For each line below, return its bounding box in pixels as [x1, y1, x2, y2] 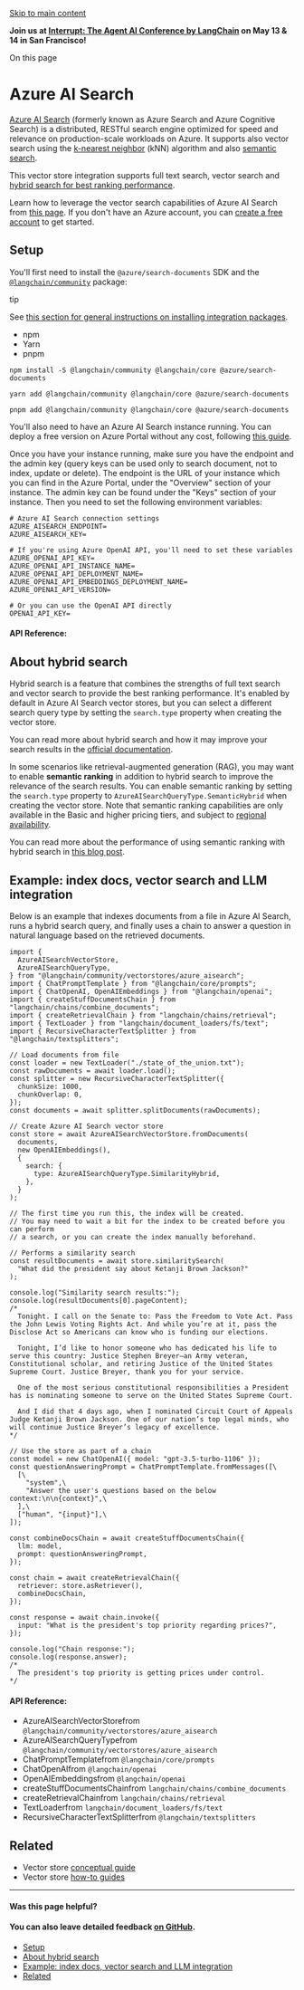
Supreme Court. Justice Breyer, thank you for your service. [9, 1367, 245, 1376]
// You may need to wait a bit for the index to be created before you [9, 1217, 285, 1226]
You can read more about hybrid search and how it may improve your [9, 734, 268, 745]
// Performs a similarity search [9, 1249, 136, 1258]
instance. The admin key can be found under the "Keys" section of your [9, 486, 277, 497]
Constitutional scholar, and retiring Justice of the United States [9, 1359, 273, 1368]
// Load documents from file [9, 1050, 119, 1059]
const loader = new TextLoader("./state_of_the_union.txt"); [9, 1058, 245, 1067]
